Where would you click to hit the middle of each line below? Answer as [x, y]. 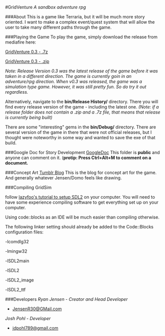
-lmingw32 [16, 251]
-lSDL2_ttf [15, 290]
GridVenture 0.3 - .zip [27, 61]
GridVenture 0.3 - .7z [27, 52]
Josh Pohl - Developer [28, 318]
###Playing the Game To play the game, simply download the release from [81, 37]
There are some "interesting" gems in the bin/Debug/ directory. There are [81, 127]
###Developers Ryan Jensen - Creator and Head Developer [66, 299]
